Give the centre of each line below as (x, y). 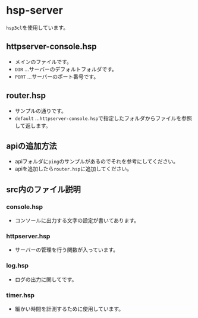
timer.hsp (20, 295)
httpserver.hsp (28, 236)
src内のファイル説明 (44, 189)
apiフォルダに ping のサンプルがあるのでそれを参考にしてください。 (97, 162)
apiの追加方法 (32, 146)
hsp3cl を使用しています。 (37, 27)
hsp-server (35, 10)
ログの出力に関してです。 (46, 279)
